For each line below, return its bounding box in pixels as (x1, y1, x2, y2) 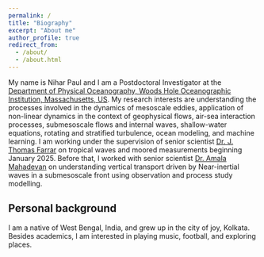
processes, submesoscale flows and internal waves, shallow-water (8, 120, 228, 129)
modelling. (8, 178, 43, 188)
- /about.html (15, 56, 62, 64)
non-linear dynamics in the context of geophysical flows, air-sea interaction (8, 111, 256, 121)
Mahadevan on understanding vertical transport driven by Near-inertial (8, 162, 239, 171)
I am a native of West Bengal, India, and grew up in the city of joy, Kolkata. (8, 223, 251, 232)
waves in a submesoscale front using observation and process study (8, 170, 233, 179)
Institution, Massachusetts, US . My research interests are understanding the (8, 94, 257, 104)
